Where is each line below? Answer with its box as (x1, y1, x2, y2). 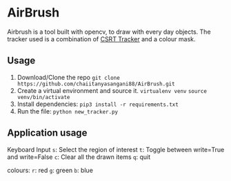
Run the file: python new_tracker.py (17, 107, 119, 115)
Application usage (7, 127, 88, 139)
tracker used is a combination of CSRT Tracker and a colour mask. (7, 34, 196, 43)
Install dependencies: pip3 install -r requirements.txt (17, 100, 179, 108)
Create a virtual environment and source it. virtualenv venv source (17, 86, 207, 94)
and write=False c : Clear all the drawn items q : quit (7, 153, 151, 161)
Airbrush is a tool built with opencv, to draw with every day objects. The (7, 28, 212, 36)
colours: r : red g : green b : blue (7, 166, 93, 174)
